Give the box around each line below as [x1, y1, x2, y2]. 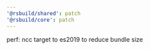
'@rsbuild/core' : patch [6, 16, 75, 23]
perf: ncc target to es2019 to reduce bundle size [6, 35, 143, 43]
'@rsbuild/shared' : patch [6, 10, 81, 17]
